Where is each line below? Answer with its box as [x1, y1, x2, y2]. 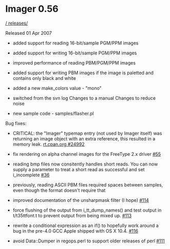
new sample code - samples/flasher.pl [12, 110, 94, 116]
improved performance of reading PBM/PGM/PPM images [12, 59, 136, 66]
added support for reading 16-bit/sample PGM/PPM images [12, 39, 139, 46]
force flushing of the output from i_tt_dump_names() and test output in [12, 207, 162, 213]
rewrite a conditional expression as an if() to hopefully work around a [12, 222, 159, 229]
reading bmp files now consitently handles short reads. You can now [12, 161, 158, 167]
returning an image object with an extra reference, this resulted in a [12, 135, 156, 141]
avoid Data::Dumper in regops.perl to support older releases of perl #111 [12, 238, 165, 244]
